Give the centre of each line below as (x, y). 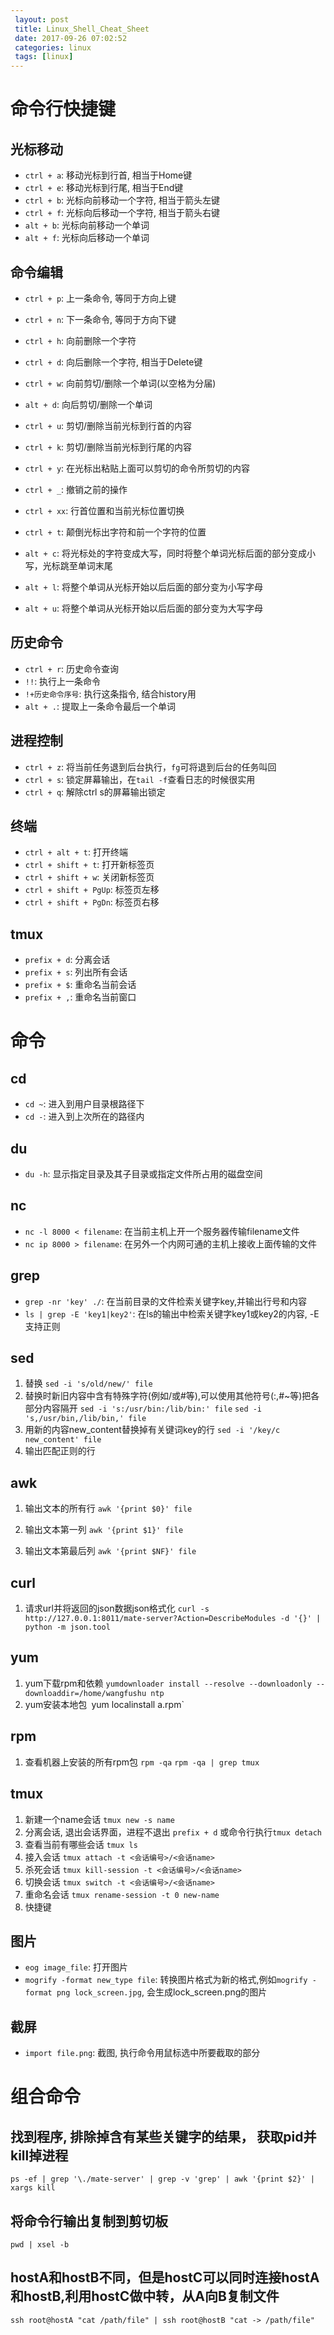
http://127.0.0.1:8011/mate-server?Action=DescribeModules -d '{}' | (173, 1619)
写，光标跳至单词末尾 (68, 565)
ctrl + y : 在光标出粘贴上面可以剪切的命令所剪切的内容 (137, 468)
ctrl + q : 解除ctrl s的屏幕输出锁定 (95, 792)
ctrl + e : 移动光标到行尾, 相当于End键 (104, 188)
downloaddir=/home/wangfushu (85, 1693)
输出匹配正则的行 (60, 1451)
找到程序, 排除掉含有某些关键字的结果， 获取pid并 (163, 2136)
